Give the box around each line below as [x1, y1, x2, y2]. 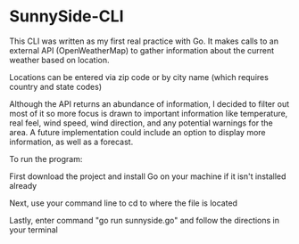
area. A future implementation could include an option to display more [9, 126, 266, 137]
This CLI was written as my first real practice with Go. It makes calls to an [9, 36, 279, 46]
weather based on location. [9, 54, 110, 65]
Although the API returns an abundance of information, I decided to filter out [9, 98, 290, 109]
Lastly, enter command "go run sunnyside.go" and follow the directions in [9, 215, 279, 225]
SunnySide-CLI [9, 6, 124, 27]
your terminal [9, 224, 58, 235]
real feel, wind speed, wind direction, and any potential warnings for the [9, 118, 274, 128]
